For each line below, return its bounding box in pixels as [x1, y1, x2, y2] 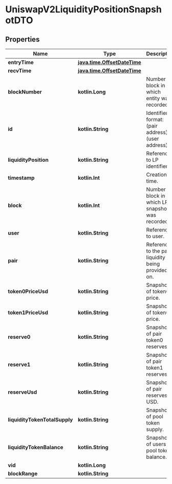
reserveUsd [8, 389, 37, 396]
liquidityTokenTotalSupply [8, 416, 73, 423]
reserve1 [8, 361, 31, 368]
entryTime [8, 59, 34, 66]
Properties [5, 35, 40, 44]
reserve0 [8, 334, 31, 340]
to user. [146, 233, 165, 240]
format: [146, 116, 164, 123]
